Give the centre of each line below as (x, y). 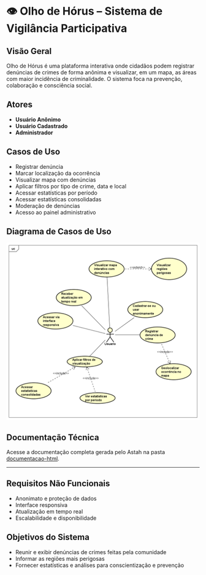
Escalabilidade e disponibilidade (56, 518)
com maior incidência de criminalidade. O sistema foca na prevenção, (94, 79)
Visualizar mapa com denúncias (55, 179)
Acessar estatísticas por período (56, 193)
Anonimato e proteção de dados (56, 498)
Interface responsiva (41, 505)
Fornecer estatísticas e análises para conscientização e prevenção (100, 565)
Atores (19, 105)
